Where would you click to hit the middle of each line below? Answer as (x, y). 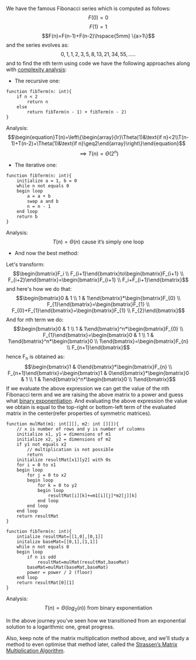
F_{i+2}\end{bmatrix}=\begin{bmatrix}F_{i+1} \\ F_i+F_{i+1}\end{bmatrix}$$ (98, 280)
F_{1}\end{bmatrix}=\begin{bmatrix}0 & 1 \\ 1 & (98, 335)
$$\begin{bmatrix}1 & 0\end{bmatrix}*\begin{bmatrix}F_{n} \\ (98, 367)
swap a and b (43, 201)
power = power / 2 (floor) (60, 573)
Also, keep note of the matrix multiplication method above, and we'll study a (97, 638)
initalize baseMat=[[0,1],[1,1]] (57, 542)
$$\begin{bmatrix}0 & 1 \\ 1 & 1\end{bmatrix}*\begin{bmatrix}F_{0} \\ (98, 298)
